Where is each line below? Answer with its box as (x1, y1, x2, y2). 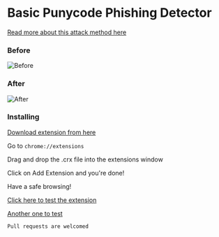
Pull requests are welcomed (7, 222, 89, 230)
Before (7, 45, 31, 55)
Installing (7, 112, 40, 122)
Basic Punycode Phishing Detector (7, 5, 212, 21)
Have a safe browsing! (7, 182, 72, 190)
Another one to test (7, 209, 63, 217)
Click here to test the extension (7, 196, 97, 204)
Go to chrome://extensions (7, 141, 84, 150)
